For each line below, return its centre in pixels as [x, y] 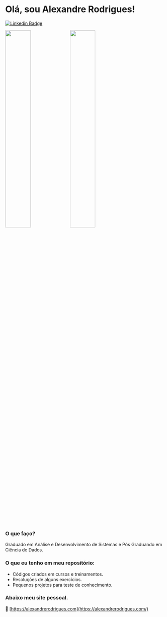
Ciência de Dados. [24, 550]
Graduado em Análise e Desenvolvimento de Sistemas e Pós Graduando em [84, 545]
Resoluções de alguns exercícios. [47, 579]
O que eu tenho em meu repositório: [50, 563]
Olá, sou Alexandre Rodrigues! [70, 9]
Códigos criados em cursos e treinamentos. [58, 574]
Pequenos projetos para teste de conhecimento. [62, 585]
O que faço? [20, 533]
